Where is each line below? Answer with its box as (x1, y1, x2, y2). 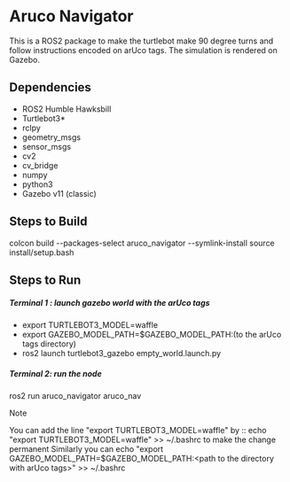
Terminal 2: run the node (9, 368, 102, 378)
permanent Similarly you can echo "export (9, 443, 164, 454)
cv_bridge (21, 159, 59, 170)
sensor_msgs (21, 141, 72, 152)
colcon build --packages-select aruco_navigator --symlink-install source (9, 237, 275, 248)
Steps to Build (9, 214, 88, 229)
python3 (21, 179, 53, 190)
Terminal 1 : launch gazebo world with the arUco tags (9, 297, 210, 307)
